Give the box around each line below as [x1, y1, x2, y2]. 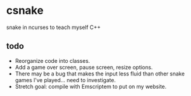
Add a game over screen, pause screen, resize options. [15, 63, 153, 71]
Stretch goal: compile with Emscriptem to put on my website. [15, 83, 167, 90]
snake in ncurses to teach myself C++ [6, 24, 101, 31]
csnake [6, 4, 44, 18]
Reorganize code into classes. [15, 57, 91, 64]
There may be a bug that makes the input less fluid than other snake [15, 70, 185, 77]
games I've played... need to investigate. [15, 76, 116, 83]
